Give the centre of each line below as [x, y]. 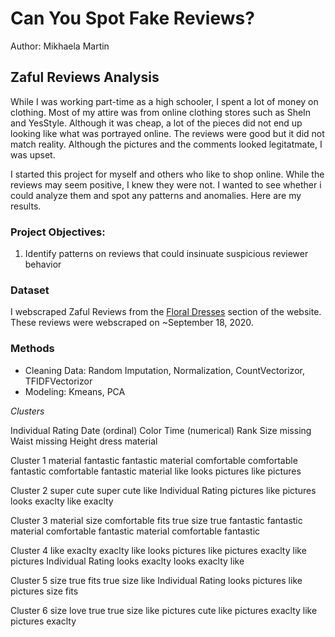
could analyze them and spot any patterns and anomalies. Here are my [156, 195]
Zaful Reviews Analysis [85, 77]
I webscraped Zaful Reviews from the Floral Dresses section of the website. [166, 312]
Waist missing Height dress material [84, 441]
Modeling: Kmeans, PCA [75, 391]
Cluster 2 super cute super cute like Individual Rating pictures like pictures [163, 490]
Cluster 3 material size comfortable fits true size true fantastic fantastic [156, 520]
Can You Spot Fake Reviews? [132, 18]
